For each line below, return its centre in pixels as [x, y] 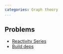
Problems [20, 30]
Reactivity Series [29, 41]
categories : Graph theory [31, 10]
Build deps [23, 47]
